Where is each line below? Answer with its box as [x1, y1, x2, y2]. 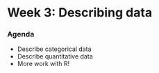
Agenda [7, 30, 35, 39]
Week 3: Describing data [7, 5, 153, 21]
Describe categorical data [17, 45, 92, 53]
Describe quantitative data [17, 52, 93, 61]
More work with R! [17, 60, 70, 68]
